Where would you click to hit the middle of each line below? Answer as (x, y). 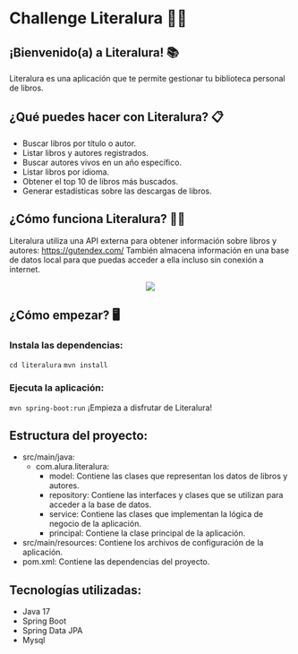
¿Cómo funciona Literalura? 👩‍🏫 (98, 219)
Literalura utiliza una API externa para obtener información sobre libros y (143, 240)
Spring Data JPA (52, 631)
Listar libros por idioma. (66, 172)
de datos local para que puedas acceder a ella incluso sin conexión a (136, 260)
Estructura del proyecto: (79, 435)
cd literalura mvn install (59, 366)
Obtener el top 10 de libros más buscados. (100, 181)
